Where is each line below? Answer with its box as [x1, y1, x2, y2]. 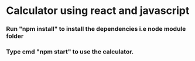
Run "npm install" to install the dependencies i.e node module [6, 25, 186, 33]
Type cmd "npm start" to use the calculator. [6, 48, 134, 56]
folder [6, 32, 24, 40]
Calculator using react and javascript [6, 4, 190, 17]
